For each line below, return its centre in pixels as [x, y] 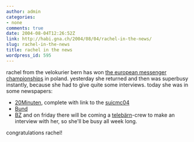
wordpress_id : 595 [29, 55]
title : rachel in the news [39, 50]
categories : [21, 17]
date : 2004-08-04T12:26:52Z [41, 34]
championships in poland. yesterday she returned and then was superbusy [97, 78]
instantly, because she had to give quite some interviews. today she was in [97, 85]
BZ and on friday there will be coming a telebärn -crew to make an [95, 115]
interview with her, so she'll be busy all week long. [76, 121]
